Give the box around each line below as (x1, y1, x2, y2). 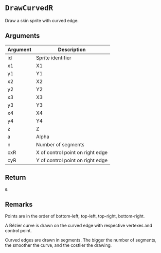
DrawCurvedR (5, 3, 54, 13)
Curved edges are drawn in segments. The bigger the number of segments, (5, 237, 157, 243)
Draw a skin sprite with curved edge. (5, 17, 79, 23)
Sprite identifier (36, 54, 72, 61)
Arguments (5, 32, 40, 40)
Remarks (5, 200, 33, 208)
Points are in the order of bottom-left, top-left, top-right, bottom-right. (5, 213, 145, 219)
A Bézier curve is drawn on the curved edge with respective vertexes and (5, 222, 152, 229)
